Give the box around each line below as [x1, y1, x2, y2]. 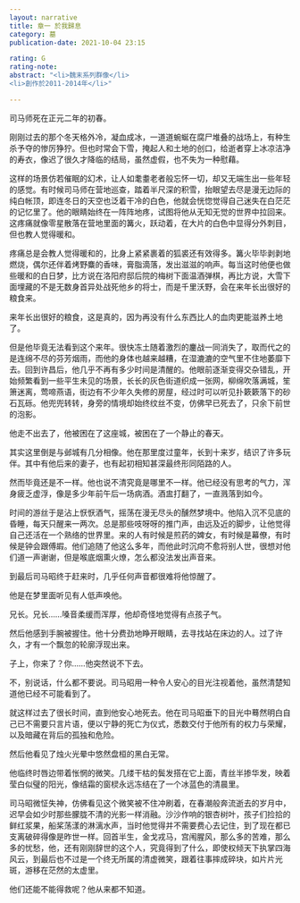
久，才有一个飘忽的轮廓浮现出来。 [9, 638, 135, 649]
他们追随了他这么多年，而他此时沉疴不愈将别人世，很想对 [71, 540, 283, 551]
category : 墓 [9, 30, 56, 38]
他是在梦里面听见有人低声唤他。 [9, 589, 127, 600]
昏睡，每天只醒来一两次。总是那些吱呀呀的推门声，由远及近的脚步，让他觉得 [9, 518, 291, 528]
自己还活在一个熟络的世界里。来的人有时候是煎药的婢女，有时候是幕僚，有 [9, 529, 283, 540]
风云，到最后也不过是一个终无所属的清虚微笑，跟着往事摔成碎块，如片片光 [9, 853, 283, 864]
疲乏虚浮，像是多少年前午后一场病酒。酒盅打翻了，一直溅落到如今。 [16, 488, 268, 499]
